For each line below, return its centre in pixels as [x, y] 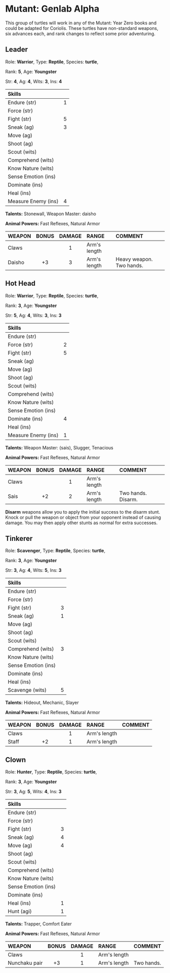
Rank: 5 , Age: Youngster [31, 71]
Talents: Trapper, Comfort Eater [39, 924]
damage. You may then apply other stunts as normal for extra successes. [81, 523]
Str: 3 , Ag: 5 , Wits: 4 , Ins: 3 [33, 792]
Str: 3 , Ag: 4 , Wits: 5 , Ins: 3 [33, 570]
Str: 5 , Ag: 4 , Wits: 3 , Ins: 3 [33, 315]
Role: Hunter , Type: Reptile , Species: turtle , [51, 772]
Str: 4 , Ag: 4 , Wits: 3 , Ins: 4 [34, 81]
